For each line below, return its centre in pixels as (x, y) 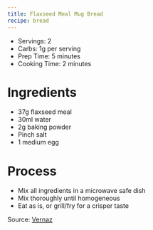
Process (32, 171)
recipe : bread (28, 21)
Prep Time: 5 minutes (49, 56)
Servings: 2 (35, 41)
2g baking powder (44, 127)
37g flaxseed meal (45, 112)
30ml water (35, 120)
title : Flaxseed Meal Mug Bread (55, 14)
